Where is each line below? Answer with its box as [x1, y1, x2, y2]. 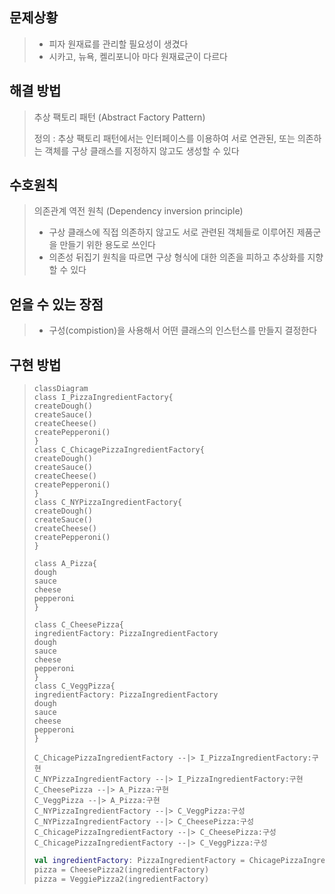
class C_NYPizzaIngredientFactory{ [33, 498, 183, 508]
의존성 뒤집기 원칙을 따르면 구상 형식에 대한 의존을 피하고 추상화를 [48, 251, 306, 263]
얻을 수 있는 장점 [9, 296, 104, 313]
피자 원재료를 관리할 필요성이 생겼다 [48, 38, 189, 50]
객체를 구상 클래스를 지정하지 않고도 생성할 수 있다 [44, 144, 240, 157]
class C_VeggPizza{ [33, 681, 116, 692]
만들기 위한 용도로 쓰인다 [59, 239, 156, 251]
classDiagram [33, 384, 89, 394]
